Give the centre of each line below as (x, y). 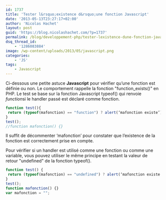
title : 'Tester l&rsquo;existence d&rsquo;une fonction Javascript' (77, 14)
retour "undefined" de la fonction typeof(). (49, 161)
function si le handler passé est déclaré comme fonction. (63, 99)
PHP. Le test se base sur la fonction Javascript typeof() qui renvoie (74, 94)
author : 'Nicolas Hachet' (32, 23)
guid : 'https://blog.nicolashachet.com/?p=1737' (56, 33)
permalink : (17, 37)
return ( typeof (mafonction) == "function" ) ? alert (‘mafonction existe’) (85, 112)
